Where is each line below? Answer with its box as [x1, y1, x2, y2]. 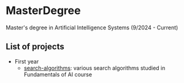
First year [14, 57, 39, 65]
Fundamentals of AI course [23, 71, 93, 78]
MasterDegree [6, 4, 81, 18]
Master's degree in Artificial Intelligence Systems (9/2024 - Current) [6, 24, 178, 31]
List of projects [6, 41, 65, 52]
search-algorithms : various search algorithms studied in [23, 64, 166, 71]
